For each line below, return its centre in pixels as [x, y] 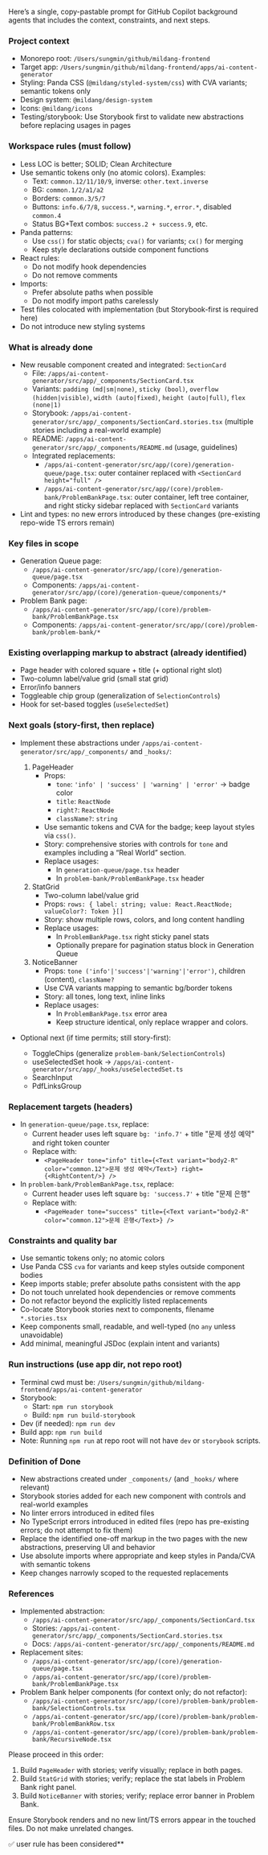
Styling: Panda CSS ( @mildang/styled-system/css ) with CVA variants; [133, 83]
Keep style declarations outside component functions [120, 249]
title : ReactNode [83, 801]
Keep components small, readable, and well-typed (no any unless [128, 1326]
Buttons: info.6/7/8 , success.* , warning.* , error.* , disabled [132, 206]
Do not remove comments [75, 275]
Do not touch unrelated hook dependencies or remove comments [128, 1292]
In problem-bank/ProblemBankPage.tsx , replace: [97, 1184]
